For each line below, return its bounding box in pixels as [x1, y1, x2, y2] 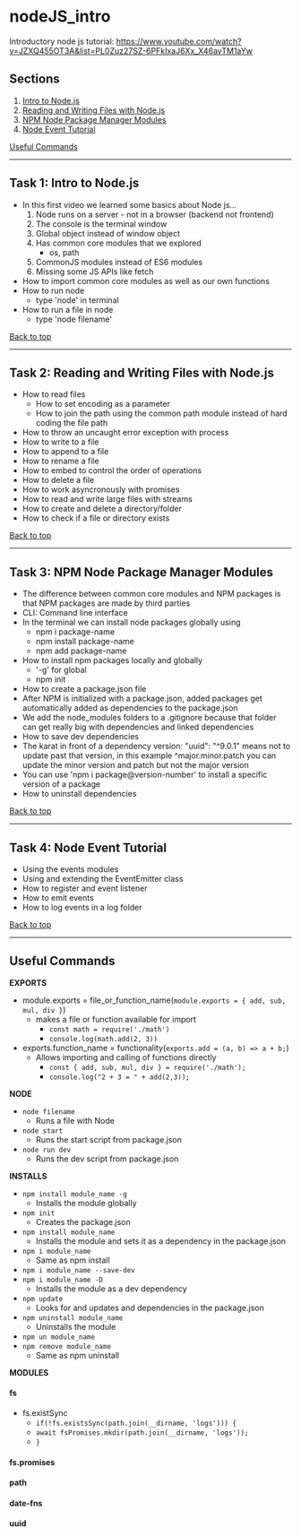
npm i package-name [35, 626, 115, 637]
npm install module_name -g [21, 1189, 127, 1198]
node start [21, 1126, 64, 1135]
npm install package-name [35, 636, 134, 647]
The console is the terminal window [35, 218, 168, 229]
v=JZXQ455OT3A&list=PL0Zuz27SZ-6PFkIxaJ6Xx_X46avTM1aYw [9, 45, 254, 56]
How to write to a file [21, 436, 100, 447]
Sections [9, 72, 60, 87]
